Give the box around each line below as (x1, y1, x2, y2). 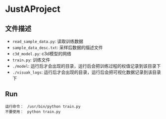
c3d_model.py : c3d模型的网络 (12, 51, 71, 56)
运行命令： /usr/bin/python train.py (5, 104, 81, 109)
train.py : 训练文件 (12, 57, 51, 63)
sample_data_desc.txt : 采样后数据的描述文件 (12, 44, 103, 50)
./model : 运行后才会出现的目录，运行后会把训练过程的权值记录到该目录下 (12, 63, 161, 69)
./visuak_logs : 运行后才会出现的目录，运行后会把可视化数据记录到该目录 (12, 69, 161, 75)
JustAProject (5, 3, 60, 15)
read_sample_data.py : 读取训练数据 (12, 39, 83, 44)
